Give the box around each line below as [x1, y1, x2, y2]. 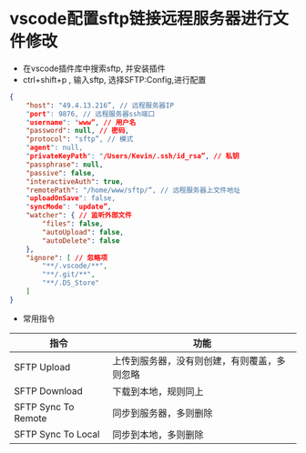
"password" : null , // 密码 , [25, 126, 130, 136]
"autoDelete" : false [42, 236, 120, 246]
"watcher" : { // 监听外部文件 [25, 211, 132, 220]
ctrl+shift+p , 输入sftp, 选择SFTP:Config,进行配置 [22, 74, 207, 85]
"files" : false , [42, 219, 104, 228]
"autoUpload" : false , [42, 227, 125, 237]
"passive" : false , [25, 168, 96, 177]
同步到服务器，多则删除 [112, 407, 213, 419]
